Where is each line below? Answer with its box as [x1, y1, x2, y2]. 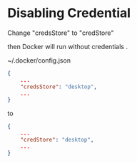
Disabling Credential [7, 5, 131, 21]
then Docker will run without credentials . [7, 42, 128, 51]
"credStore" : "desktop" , [20, 137, 94, 144]
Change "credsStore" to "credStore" [7, 28, 114, 37]
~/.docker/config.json [7, 56, 71, 65]
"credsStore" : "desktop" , [20, 83, 98, 90]
